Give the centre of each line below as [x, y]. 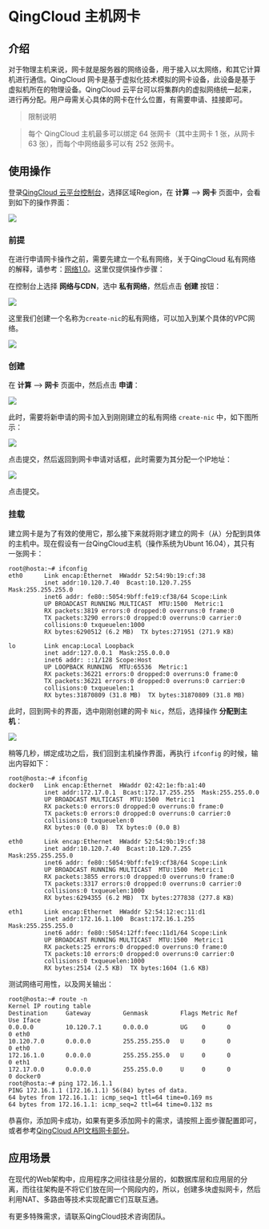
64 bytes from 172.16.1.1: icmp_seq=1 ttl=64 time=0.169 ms [111, 1097]
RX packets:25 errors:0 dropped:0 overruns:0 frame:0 [135, 947]
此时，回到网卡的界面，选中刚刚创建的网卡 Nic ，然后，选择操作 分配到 [124, 710]
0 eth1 [19, 1062]
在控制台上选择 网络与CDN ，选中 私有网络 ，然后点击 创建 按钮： [115, 287]
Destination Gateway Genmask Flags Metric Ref [123, 1013]
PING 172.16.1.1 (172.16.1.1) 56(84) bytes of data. [98, 1090]
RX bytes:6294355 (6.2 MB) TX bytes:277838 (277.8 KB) [139, 897]
